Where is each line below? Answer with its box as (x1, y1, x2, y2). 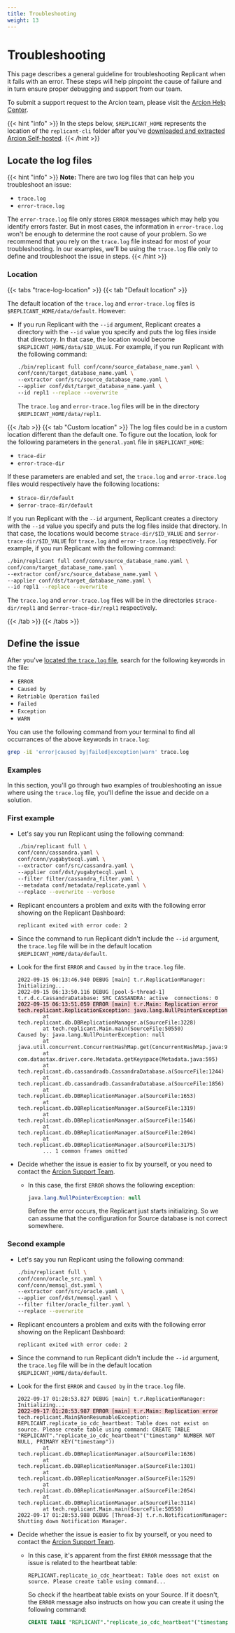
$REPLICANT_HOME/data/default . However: (7, 306, 127, 315)
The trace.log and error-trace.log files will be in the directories (7, 596, 194, 605)
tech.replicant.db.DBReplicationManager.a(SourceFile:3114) (17, 1499, 197, 1506)
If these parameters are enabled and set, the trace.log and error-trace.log (7, 472, 227, 480)
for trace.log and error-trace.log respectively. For (68, 536, 218, 545)
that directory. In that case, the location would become (17, 335, 176, 343)
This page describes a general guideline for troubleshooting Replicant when (7, 70, 226, 78)
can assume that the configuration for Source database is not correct (27, 1214, 227, 1222)
